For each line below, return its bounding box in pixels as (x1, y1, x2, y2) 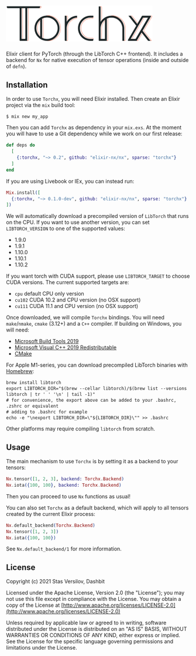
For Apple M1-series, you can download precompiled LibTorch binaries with (6, 361, 188, 368)
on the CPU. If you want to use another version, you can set (6, 219, 150, 226)
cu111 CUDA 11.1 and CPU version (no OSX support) (14, 303, 139, 310)
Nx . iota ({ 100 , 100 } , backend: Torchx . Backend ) (6, 482, 122, 488)
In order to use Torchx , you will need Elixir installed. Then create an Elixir (6, 95, 180, 102)
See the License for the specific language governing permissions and (6, 638, 174, 645)
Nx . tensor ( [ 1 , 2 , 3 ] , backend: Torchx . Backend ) (6, 476, 125, 482)
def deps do (6, 142, 35, 148)
